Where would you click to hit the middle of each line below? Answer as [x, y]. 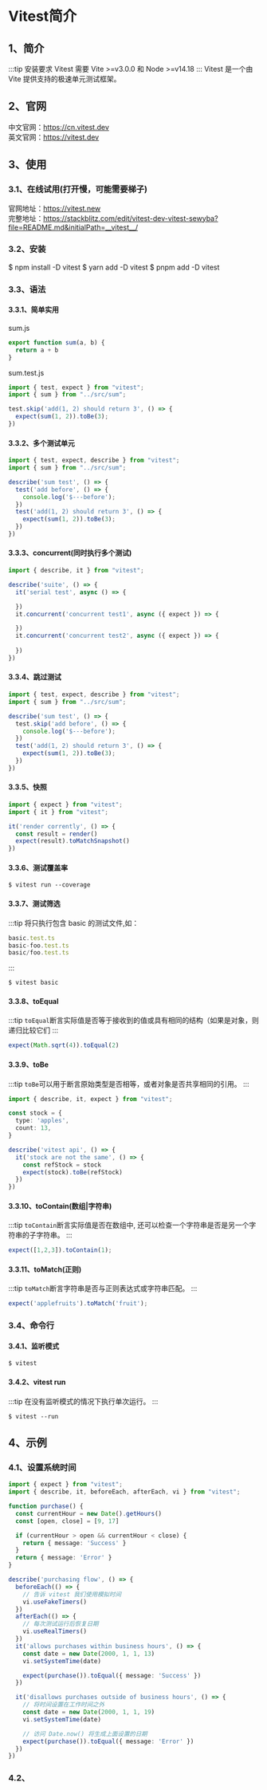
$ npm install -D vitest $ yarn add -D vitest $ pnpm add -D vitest [114, 267]
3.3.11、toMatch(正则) [45, 1269]
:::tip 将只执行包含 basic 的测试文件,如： [74, 923]
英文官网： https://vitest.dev [54, 137]
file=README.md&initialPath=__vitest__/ [73, 227]
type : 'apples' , [42, 1121]
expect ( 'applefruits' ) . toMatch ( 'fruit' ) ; [78, 1304]
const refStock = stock [62, 1165]
